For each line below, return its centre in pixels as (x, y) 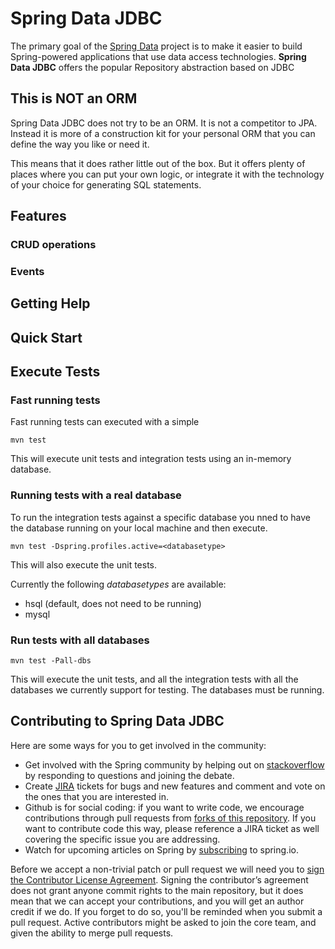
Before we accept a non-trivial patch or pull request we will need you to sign (167, 869)
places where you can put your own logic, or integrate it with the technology (167, 174)
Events (27, 271)
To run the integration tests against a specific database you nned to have (160, 517)
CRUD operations (53, 245)
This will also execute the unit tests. (84, 564)
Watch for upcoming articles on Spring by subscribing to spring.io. (161, 849)
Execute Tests (55, 372)
